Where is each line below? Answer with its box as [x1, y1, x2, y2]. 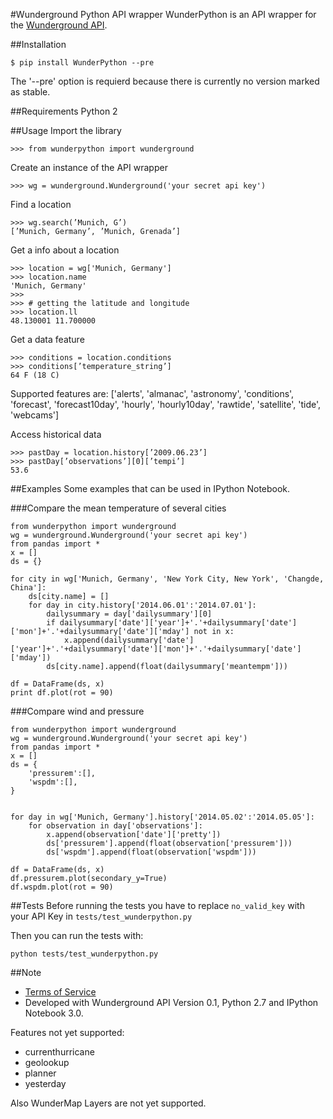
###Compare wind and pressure [10, 705, 145, 717]
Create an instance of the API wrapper [10, 162, 168, 173]
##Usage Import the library [10, 125, 122, 136]
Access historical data [10, 429, 102, 440]
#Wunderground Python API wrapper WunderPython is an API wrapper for [10, 9, 317, 20]
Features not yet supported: [10, 1027, 125, 1038]
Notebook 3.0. [24, 1007, 84, 1019]
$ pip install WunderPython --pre [10, 58, 155, 68]
